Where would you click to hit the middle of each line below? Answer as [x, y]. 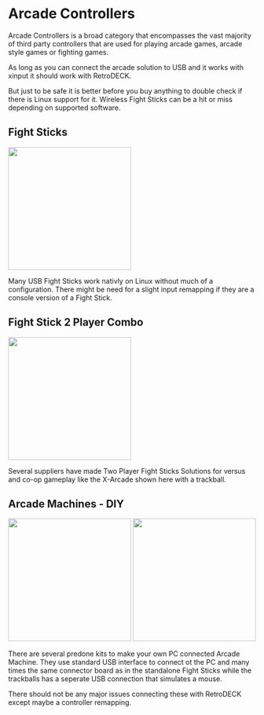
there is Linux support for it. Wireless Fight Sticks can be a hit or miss [121, 99]
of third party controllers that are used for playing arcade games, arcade [125, 43]
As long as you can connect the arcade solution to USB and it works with [126, 67]
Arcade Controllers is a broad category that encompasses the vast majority [130, 35]
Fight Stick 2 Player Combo [76, 323]
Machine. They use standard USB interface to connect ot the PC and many [129, 662]
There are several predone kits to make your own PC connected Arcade [124, 654]
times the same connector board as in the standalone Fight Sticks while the [130, 671]
